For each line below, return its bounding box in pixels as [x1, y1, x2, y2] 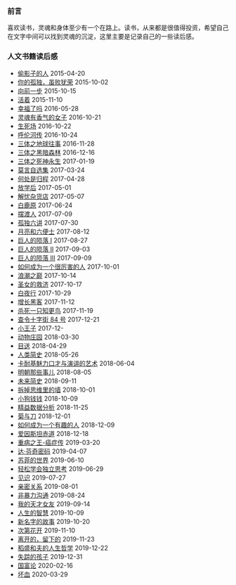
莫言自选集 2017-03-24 [17, 165, 85, 174]
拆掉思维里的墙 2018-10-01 [17, 385, 96, 394]
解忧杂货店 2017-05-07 [17, 192, 85, 200]
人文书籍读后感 [7, 51, 58, 61]
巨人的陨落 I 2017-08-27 [17, 236, 88, 244]
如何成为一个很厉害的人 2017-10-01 [17, 262, 119, 271]
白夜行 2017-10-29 [17, 288, 72, 297]
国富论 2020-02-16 [17, 561, 74, 570]
